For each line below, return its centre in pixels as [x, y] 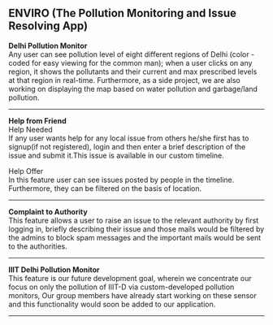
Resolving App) [48, 26]
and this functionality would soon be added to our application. [112, 304]
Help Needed [30, 129]
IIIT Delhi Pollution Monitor [54, 269]
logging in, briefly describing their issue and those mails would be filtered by [136, 229]
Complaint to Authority [48, 211]
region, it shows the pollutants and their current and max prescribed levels [133, 71]
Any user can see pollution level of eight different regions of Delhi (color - [132, 54]
